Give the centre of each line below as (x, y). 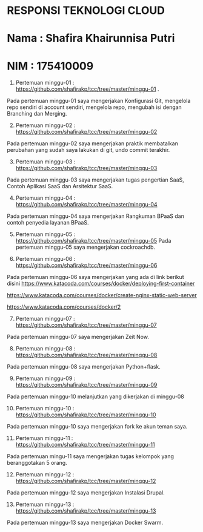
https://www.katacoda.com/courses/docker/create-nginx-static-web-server (102, 295)
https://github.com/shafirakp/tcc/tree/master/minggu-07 (86, 325)
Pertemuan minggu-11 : (44, 438)
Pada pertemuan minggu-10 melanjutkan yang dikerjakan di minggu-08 (95, 396)
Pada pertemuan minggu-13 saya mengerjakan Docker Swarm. (85, 523)
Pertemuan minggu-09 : (45, 378)
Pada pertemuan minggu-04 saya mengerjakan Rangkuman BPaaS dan (95, 216)
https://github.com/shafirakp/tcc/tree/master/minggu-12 (86, 481)
